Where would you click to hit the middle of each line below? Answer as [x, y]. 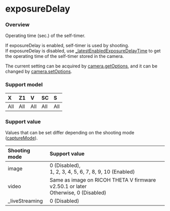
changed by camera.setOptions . [39, 72]
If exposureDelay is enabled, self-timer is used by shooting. [67, 46]
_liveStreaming [25, 201]
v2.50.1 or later [68, 187]
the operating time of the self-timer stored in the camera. [65, 56]
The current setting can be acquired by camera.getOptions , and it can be [81, 66]
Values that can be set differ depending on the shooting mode [70, 133]
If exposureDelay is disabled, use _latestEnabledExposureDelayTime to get [83, 51]
